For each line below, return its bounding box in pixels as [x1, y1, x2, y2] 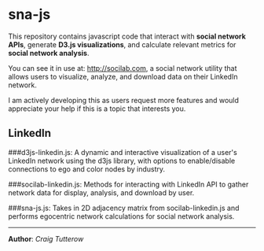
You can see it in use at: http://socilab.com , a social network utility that [8, 63, 237, 72]
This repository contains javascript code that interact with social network [8, 31, 246, 41]
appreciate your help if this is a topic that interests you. [8, 104, 186, 113]
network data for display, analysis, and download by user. [8, 187, 195, 197]
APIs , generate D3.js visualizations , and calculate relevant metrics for [8, 39, 236, 49]
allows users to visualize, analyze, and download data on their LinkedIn [8, 72, 238, 81]
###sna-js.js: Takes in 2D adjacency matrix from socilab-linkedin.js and [8, 203, 240, 212]
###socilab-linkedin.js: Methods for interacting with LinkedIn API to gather [8, 179, 249, 189]
